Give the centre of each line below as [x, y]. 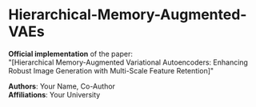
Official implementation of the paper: [71, 53]
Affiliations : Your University [54, 94]
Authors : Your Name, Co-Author [62, 86]
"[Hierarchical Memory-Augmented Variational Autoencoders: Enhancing [128, 62]
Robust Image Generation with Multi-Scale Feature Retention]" [111, 70]
